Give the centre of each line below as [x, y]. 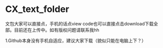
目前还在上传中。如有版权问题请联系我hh [57, 30]
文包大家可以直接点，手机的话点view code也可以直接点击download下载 [79, 23]
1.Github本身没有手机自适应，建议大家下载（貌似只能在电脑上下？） [76, 40]
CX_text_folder [37, 9]
